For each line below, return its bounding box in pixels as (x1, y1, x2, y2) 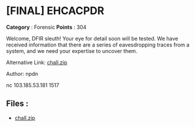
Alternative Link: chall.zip (6, 59, 68, 66)
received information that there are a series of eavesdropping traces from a (6, 41, 190, 48)
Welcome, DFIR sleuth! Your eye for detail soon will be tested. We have (6, 35, 178, 42)
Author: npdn (6, 70, 38, 77)
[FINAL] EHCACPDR (6, 4, 105, 18)
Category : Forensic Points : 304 (6, 24, 87, 31)
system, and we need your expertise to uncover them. (6, 47, 138, 54)
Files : (6, 99, 28, 109)
